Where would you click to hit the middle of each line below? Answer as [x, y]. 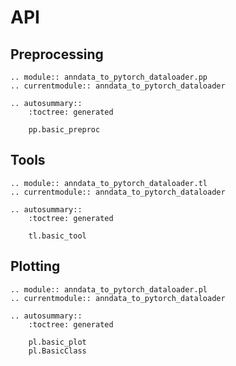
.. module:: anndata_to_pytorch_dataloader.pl [109, 289]
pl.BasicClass [57, 351]
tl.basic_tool [57, 236]
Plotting [35, 266]
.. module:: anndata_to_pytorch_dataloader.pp [109, 77]
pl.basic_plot [57, 342]
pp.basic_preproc [64, 130]
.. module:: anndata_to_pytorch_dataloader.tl [109, 183]
